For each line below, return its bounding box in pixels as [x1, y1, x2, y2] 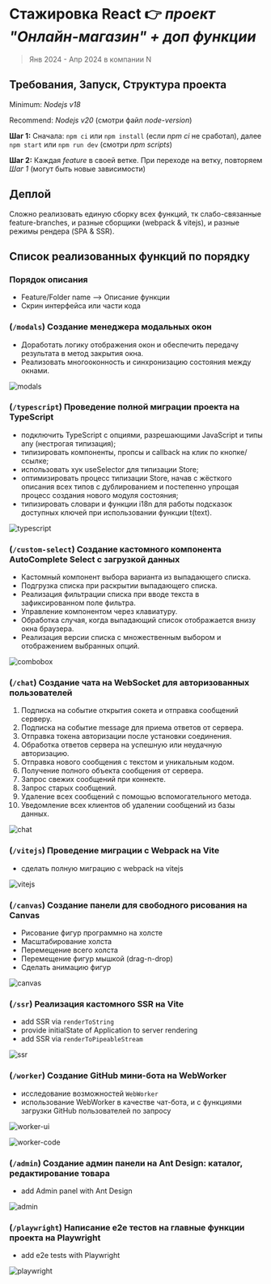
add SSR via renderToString [20, 1017, 114, 1027]
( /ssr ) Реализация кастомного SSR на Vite [9, 998, 184, 1009]
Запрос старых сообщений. [20, 783, 116, 793]
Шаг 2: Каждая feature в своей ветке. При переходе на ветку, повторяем [9, 155, 263, 165]
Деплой [9, 187, 52, 201]
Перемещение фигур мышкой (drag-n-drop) [20, 954, 173, 964]
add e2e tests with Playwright [20, 1251, 121, 1260]
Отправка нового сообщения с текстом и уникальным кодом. [20, 758, 235, 767]
